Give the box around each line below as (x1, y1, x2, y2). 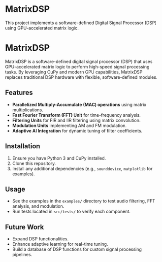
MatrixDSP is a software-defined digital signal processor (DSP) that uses (5, 58, 153, 65)
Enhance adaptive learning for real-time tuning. (12, 241, 108, 247)
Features (5, 89, 33, 97)
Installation (5, 142, 40, 151)
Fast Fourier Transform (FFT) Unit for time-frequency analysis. (12, 112, 141, 118)
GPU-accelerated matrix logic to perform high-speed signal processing (5, 64, 150, 69)
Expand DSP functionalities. (12, 236, 69, 242)
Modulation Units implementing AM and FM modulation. (12, 122, 127, 129)
